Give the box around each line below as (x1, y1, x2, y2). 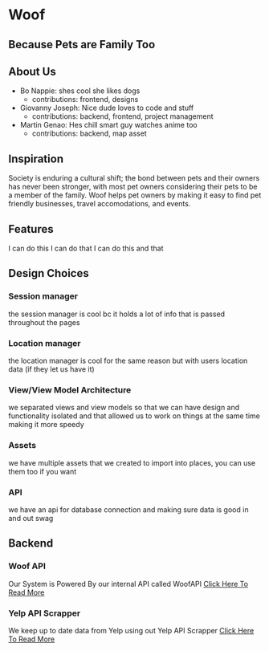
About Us (8, 64, 56, 78)
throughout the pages (8, 317, 80, 327)
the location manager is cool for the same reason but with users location (8, 356, 248, 365)
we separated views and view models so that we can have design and (8, 403, 240, 413)
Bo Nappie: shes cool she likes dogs (19, 86, 141, 96)
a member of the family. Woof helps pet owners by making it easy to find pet (8, 190, 262, 200)
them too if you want (8, 466, 77, 476)
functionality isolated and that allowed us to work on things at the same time (8, 411, 261, 421)
